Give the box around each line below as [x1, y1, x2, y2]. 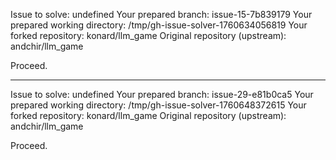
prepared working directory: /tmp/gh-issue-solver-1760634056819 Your [10, 19, 308, 31]
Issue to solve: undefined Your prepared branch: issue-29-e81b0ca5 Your [10, 89, 314, 100]
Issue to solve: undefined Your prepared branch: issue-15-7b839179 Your [10, 9, 313, 20]
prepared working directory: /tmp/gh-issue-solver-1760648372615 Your [10, 99, 307, 111]
